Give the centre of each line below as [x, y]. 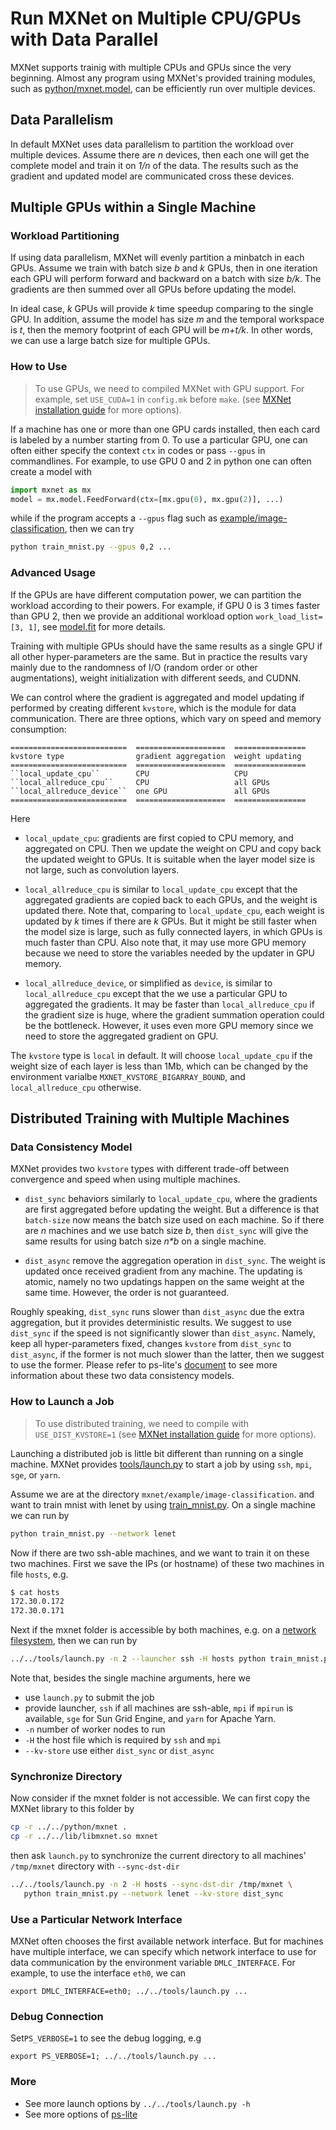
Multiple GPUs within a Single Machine [133, 207]
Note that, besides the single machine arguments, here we [130, 1678]
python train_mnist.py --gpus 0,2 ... [91, 547]
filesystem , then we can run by [74, 1641]
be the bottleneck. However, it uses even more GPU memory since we [169, 1025]
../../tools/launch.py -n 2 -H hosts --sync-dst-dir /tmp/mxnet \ [151, 1885]
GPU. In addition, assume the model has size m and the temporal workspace [167, 319]
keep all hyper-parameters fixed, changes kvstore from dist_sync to [151, 1344]
